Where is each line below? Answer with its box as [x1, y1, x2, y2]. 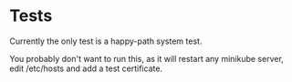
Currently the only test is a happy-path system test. [9, 36, 203, 46]
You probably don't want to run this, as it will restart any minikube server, [9, 53, 285, 64]
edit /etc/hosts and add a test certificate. [9, 63, 162, 74]
